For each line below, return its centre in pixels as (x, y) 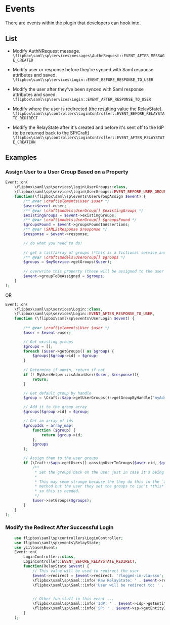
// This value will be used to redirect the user (86, 571)
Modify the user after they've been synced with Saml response (78, 89)
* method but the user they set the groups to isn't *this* (99, 486)
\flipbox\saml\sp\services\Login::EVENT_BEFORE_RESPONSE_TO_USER (83, 80)
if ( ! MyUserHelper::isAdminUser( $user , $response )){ (81, 375)
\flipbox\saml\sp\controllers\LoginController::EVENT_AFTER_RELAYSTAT (89, 138)
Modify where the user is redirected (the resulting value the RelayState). (88, 109)
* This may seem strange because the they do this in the (97, 482)
